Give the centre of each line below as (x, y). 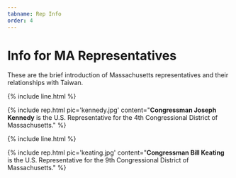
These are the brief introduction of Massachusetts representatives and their (118, 75)
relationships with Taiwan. (45, 83)
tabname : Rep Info (34, 14)
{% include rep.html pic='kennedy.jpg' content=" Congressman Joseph (112, 110)
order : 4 (20, 21)
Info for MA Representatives (92, 56)
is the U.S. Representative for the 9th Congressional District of (98, 160)
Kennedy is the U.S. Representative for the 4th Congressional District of (113, 118)
